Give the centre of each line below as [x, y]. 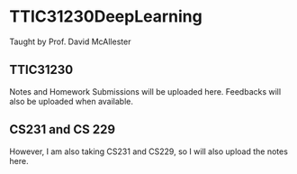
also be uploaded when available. [71, 101]
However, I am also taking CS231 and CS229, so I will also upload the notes [148, 151]
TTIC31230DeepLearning [106, 17]
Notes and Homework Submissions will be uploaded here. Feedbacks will [145, 91]
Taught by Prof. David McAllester [70, 41]
